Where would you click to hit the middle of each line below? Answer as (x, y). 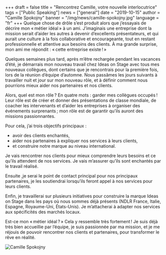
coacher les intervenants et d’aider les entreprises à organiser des (73, 106)
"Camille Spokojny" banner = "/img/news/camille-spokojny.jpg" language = (82, 18)
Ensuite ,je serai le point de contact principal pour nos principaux (71, 176)
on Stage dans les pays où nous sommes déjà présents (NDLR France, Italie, (83, 201)
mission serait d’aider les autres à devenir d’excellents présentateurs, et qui (82, 34)
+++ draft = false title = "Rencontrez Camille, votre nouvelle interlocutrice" (81, 7)
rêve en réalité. (20, 237)
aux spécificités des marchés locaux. (43, 212)
